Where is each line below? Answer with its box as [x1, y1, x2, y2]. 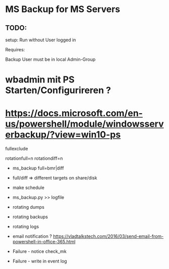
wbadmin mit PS [5, 74, 75, 85]
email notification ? [12, 233, 52, 239]
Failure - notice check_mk [12, 248, 67, 254]
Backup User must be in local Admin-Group [5, 56, 96, 62]
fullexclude [5, 146, 28, 152]
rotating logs [12, 224, 39, 230]
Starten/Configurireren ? [5, 84, 111, 96]
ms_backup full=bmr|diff [12, 165, 64, 171]
